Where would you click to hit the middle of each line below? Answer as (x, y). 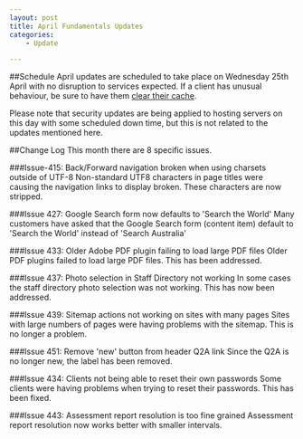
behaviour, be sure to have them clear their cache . (103, 96)
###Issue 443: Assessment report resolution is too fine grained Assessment (151, 415)
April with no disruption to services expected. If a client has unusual (136, 86)
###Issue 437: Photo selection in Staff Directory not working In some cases (150, 278)
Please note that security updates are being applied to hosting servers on (146, 113)
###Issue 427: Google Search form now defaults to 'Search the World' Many (152, 215)
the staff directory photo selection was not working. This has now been (142, 288)
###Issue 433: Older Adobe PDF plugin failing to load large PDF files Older (148, 251)
